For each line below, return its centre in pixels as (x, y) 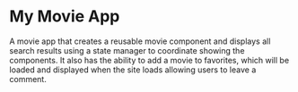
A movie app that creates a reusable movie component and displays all (140, 41)
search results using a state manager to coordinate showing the (127, 50)
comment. (28, 79)
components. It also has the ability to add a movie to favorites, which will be (149, 60)
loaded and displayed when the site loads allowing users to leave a (133, 70)
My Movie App (65, 17)
